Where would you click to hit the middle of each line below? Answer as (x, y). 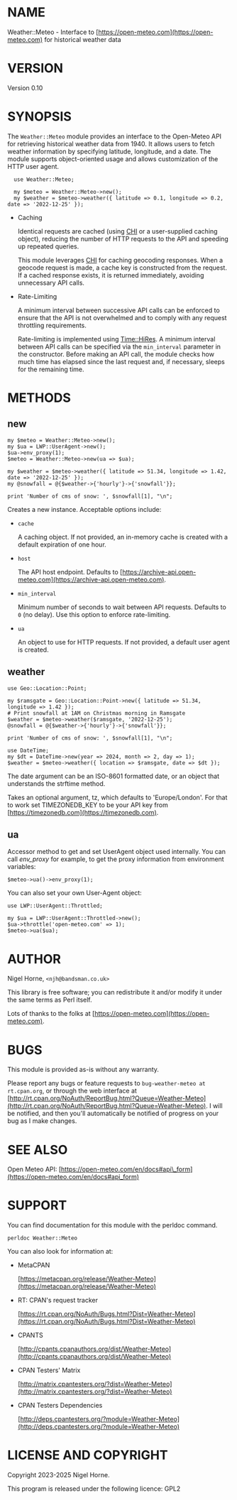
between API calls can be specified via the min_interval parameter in (119, 346)
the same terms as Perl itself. (50, 1000)
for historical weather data (83, 39)
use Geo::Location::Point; (47, 688)
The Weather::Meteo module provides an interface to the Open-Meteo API (115, 136)
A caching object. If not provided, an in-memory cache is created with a (123, 537)
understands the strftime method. (56, 783)
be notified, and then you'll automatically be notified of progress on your (113, 1113)
